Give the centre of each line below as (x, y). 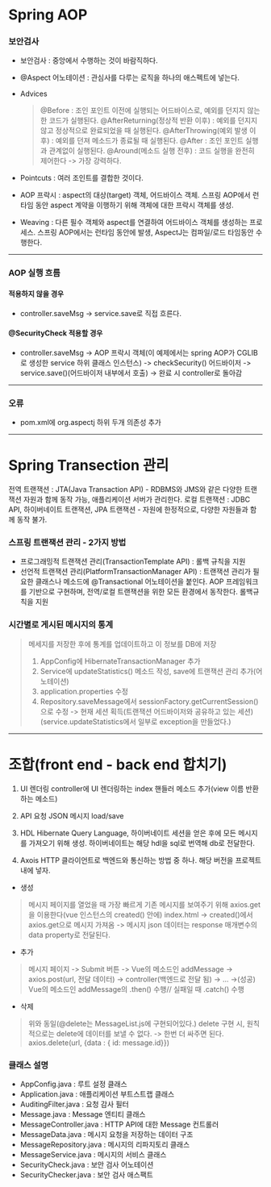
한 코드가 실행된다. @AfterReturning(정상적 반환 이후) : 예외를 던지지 (149, 121)
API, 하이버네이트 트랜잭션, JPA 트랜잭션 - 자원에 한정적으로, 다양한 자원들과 (128, 510)
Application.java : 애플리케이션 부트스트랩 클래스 (97, 1093)
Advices (33, 94)
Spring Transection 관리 (89, 466)
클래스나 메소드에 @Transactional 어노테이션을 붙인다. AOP (129, 581)
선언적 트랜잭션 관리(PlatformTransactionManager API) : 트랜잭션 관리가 (135, 572)
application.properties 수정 (84, 691)
